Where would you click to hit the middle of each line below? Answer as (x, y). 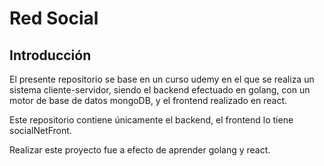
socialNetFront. (40, 130)
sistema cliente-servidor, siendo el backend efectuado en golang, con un (160, 90)
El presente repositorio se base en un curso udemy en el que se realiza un (162, 79)
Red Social (54, 18)
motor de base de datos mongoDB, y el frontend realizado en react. (148, 100)
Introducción (50, 55)
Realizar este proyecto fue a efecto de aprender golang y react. (140, 150)
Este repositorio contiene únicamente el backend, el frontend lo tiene (151, 120)
